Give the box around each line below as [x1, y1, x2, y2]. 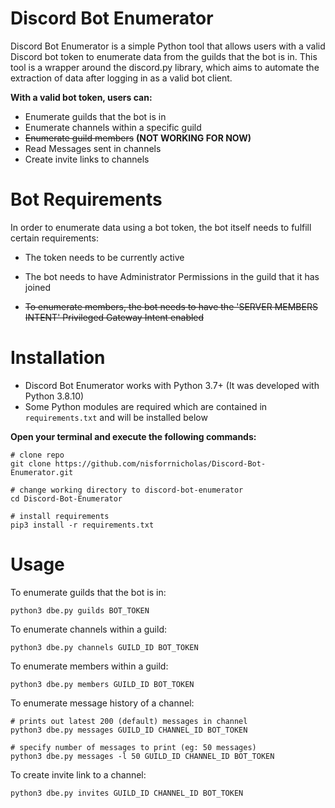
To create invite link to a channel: [10, 768, 147, 781]
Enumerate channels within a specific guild [24, 121, 202, 133]
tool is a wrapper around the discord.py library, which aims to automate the [10, 61, 320, 73]
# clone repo [10, 450, 65, 460]
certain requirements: [10, 232, 99, 244]
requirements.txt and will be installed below [24, 411, 208, 423]
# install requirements [10, 511, 110, 521]
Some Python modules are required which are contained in [24, 400, 268, 412]
